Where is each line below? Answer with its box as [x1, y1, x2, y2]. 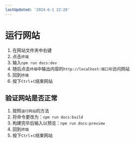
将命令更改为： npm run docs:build [12, 114, 83, 120]
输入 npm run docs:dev [12, 60, 57, 66]
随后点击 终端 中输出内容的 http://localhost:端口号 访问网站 [12, 66, 130, 71]
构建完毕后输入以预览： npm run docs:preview [12, 120, 105, 126]
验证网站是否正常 [5, 94, 58, 102]
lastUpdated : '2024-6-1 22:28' [5, 7, 70, 12]
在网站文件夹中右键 [12, 47, 52, 53]
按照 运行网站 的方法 [12, 108, 50, 114]
